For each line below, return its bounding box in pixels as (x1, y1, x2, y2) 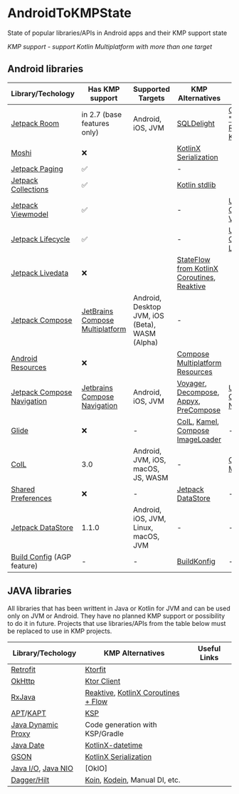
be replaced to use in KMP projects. (7, 627, 112, 635)
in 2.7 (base (81, 109, 122, 119)
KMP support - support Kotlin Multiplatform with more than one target (7, 42, 212, 51)
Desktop (132, 301, 161, 311)
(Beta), (132, 319, 156, 329)
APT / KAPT (11, 708, 46, 718)
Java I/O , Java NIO (11, 763, 73, 773)
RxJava (11, 692, 36, 702)
